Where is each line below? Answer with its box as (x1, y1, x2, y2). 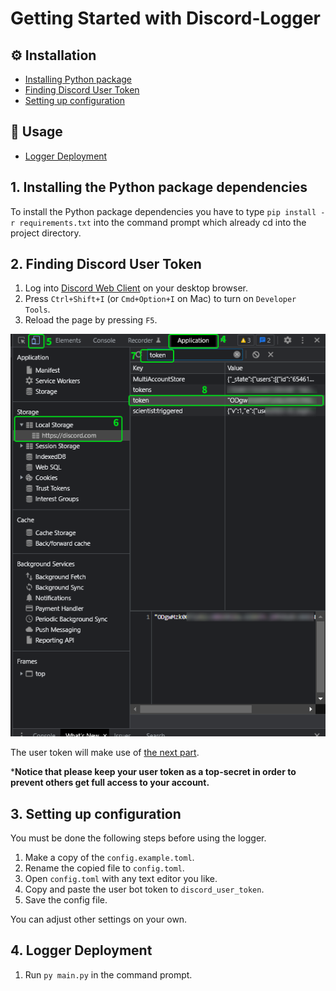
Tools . (24, 303, 51, 316)
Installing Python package (24, 73, 133, 85)
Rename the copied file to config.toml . (24, 862, 185, 874)
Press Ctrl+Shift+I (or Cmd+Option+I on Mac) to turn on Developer (24, 293, 297, 305)
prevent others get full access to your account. (10, 777, 210, 789)
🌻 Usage (10, 123, 63, 141)
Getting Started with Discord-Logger (10, 7, 321, 30)
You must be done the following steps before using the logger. (10, 832, 267, 844)
